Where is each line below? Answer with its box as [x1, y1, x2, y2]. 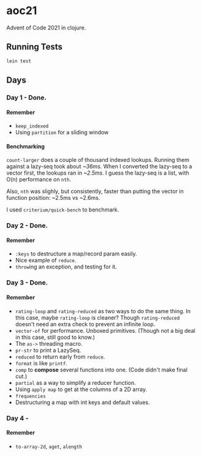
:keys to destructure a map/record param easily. [15, 250, 137, 257]
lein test [6, 58, 32, 64]
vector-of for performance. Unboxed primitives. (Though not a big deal [15, 327, 195, 334]
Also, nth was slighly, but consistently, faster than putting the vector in [6, 188, 184, 195]
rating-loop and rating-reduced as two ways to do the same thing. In [15, 307, 191, 314]
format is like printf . [15, 359, 67, 367]
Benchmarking [6, 142, 45, 150]
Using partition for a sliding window [15, 129, 109, 136]
